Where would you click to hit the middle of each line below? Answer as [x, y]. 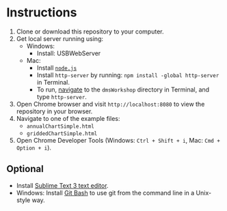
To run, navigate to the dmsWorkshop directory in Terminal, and [123, 89]
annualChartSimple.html [61, 126]
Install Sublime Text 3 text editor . [62, 185]
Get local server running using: [60, 38]
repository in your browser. [54, 111]
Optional [25, 169]
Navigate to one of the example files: [68, 118]
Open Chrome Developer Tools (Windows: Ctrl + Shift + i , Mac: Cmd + [118, 140]
